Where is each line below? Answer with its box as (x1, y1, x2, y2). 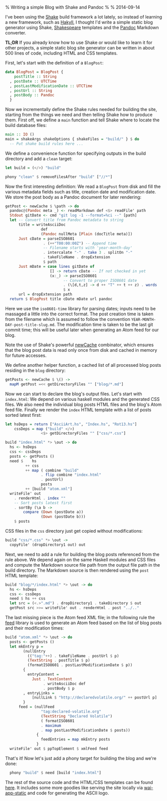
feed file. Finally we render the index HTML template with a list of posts (5, 407, 152, 413)
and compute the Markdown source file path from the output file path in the (5, 562, 161, 568)
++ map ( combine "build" (25, 468, 79, 473)
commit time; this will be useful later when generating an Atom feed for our (5, 327, 159, 333)
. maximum (40, 723, 61, 728)
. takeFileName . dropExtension (43, 255, 111, 260)
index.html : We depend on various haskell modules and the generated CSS (5, 396, 160, 402)
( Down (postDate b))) (40, 514, 86, 519)
